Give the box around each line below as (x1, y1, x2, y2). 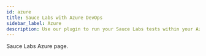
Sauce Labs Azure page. (6, 43, 69, 50)
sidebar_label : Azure (6, 20, 62, 26)
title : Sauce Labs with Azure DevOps (6, 15, 103, 21)
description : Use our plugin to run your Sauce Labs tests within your (6, 26, 193, 32)
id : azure (6, 9, 32, 15)
